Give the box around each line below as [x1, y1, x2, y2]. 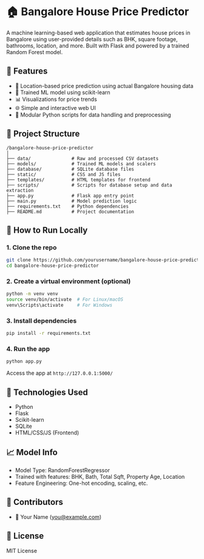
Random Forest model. [6, 48, 63, 55]
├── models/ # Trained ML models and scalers [6, 160, 156, 167]
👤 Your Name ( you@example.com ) [15, 513, 102, 520]
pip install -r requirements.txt [6, 331, 91, 337]
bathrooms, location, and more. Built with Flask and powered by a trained [6, 42, 189, 49]
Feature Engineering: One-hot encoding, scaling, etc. [15, 479, 148, 487]
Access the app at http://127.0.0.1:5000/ [6, 369, 114, 377]
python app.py [6, 358, 42, 365]
